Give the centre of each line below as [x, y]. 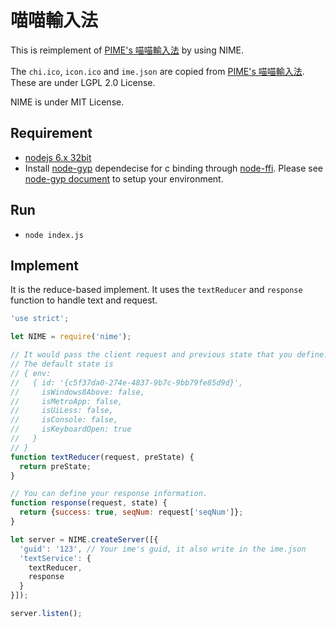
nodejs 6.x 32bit [58, 157]
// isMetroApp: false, [66, 401]
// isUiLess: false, [62, 411]
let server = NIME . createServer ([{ [84, 539]
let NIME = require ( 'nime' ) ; [71, 337]
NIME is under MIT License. [67, 102]
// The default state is [62, 364]
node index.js [54, 235]
